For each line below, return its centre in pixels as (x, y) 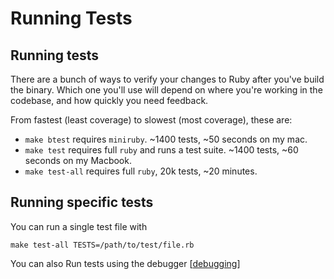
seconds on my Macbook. (78, 160)
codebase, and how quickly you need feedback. (109, 100)
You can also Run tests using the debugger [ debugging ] (125, 263)
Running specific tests (82, 202)
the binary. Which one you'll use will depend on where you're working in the (166, 90)
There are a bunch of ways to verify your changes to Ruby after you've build (167, 79)
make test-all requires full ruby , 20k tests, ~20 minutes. (141, 171)
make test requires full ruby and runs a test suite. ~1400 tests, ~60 (161, 150)
